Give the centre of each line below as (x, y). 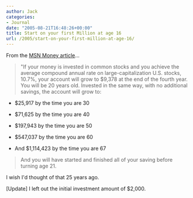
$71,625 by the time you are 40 (52, 114)
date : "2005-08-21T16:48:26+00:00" (49, 28)
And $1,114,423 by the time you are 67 (60, 148)
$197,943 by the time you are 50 (53, 126)
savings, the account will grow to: (61, 92)
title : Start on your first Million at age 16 (64, 33)
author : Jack (22, 11)
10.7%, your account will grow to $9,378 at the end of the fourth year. (104, 79)
